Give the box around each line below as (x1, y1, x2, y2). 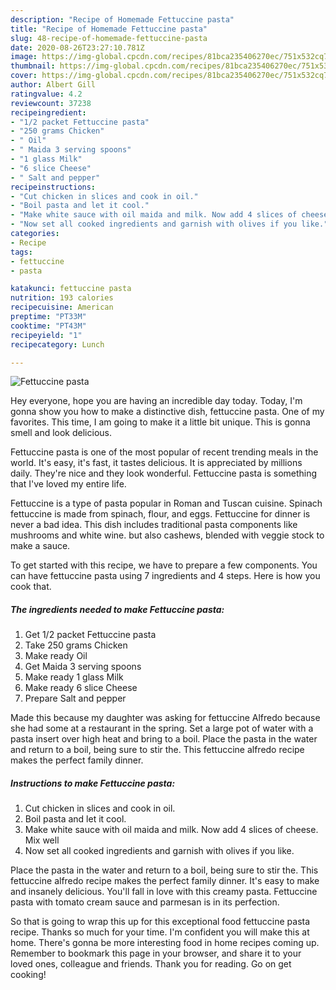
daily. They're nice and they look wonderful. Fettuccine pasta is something (10, 467, 318, 480)
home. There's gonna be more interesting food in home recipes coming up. (10, 937, 320, 949)
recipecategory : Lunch (10, 339, 105, 350)
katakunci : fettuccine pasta (10, 284, 132, 294)
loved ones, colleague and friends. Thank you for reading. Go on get (10, 958, 292, 970)
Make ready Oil (24, 650, 88, 662)
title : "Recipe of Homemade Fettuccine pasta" (10, 24, 208, 34)
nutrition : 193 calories (10, 293, 114, 303)
